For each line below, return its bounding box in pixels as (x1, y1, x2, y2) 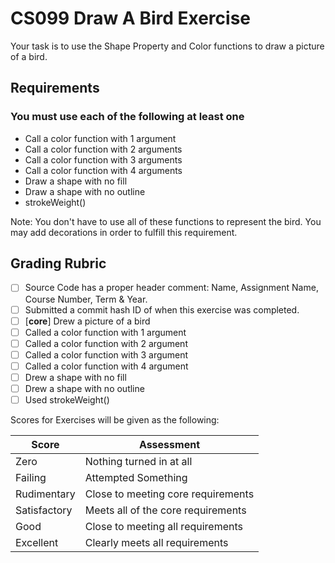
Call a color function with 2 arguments (24, 143, 183, 155)
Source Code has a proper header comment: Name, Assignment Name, (24, 282, 319, 294)
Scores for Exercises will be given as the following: (10, 414, 220, 426)
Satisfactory (15, 503, 73, 517)
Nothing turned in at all (84, 455, 193, 469)
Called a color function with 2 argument (24, 337, 188, 349)
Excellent (15, 536, 59, 550)
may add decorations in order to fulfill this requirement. (10, 226, 238, 238)
